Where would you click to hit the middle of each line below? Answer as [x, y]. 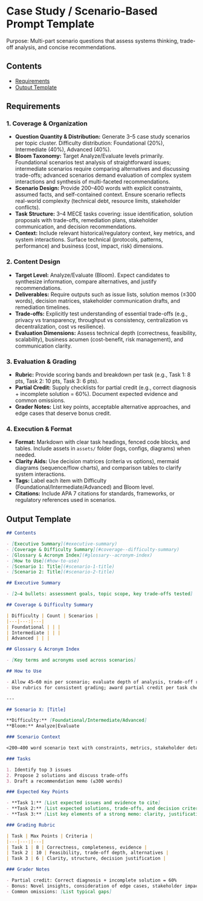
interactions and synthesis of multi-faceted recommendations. [92, 182]
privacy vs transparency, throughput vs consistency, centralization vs [101, 320]
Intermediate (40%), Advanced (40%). [63, 150]
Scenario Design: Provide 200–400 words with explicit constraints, [99, 188]
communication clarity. [43, 346]
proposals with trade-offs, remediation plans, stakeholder [86, 220]
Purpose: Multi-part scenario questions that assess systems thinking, [92, 41]
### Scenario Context [34, 737]
